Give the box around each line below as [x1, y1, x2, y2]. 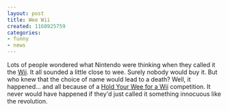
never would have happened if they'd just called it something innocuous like [7, 90, 221, 98]
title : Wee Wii [7, 16, 51, 23]
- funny [7, 36, 29, 42]
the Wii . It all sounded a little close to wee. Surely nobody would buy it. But [7, 68, 218, 76]
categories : [7, 29, 41, 36]
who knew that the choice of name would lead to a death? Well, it [7, 75, 191, 83]
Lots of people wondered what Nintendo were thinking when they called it [7, 61, 216, 69]
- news [7, 42, 26, 49]
